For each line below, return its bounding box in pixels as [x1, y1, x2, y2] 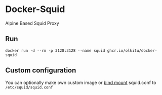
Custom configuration [5, 66, 76, 75]
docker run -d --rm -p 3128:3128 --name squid [5, 48, 105, 53]
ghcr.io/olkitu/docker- [107, 48, 157, 53]
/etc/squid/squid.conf [5, 84, 53, 90]
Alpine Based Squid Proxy [5, 20, 59, 26]
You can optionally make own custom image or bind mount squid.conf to [5, 79, 156, 85]
